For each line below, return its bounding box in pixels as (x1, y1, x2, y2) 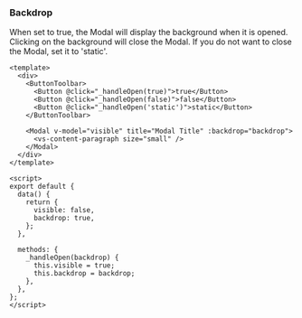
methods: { (17, 246, 59, 255)
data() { (17, 190, 51, 200)
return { (25, 198, 59, 207)
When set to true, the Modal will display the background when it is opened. (9, 27, 288, 38)
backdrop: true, (33, 214, 95, 223)
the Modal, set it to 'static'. (9, 46, 109, 57)
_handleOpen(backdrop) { (25, 253, 119, 263)
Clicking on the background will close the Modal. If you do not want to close (9, 36, 292, 47)
